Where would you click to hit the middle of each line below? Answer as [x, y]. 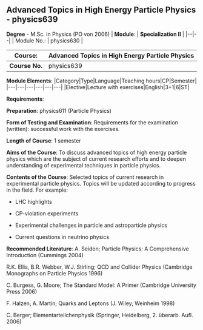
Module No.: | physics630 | [49, 40]
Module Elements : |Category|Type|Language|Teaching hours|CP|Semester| [101, 81]
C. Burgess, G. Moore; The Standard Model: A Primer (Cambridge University [101, 285]
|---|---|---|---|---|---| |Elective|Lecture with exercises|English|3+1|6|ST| [98, 87]
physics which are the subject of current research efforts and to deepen [96, 159]
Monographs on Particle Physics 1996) [55, 273]
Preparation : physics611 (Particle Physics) [59, 110]
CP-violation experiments [47, 213]
